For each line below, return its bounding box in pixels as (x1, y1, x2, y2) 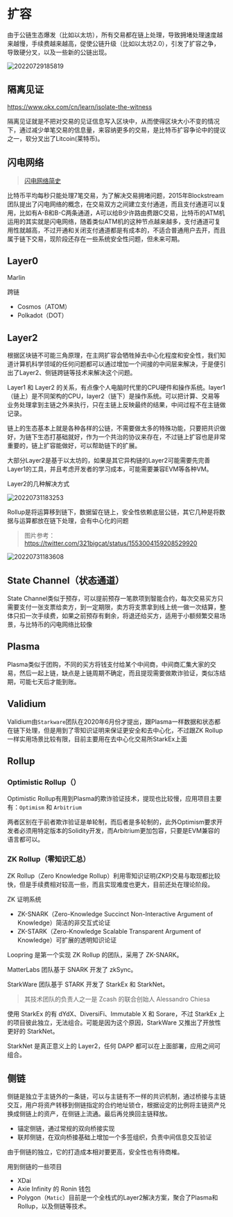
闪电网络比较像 (49, 620, 92, 629)
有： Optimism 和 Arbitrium (7, 803, 82, 811)
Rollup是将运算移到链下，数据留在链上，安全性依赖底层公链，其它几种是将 (7, 508, 220, 516)
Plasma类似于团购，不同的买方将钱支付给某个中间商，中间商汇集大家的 (7, 660, 210, 668)
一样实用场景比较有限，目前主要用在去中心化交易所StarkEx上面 (7, 734, 187, 743)
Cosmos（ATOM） (17, 303, 71, 311)
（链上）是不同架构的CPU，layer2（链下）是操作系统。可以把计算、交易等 (7, 392, 221, 400)
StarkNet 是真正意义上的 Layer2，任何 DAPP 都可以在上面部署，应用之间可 (7, 1041, 221, 1050)
